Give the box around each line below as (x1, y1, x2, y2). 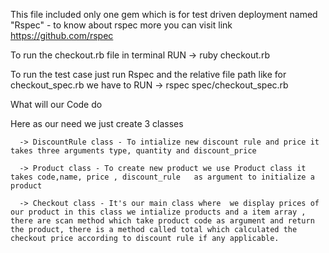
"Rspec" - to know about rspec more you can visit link (10, 19, 233, 31)
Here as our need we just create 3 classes (10, 118, 184, 129)
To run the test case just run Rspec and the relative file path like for (10, 69, 287, 80)
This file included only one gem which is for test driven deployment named (10, 9, 318, 20)
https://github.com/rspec (10, 30, 114, 41)
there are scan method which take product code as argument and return (10, 216, 315, 226)
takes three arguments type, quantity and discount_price (10, 146, 257, 156)
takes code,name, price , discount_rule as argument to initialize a (10, 172, 315, 182)
